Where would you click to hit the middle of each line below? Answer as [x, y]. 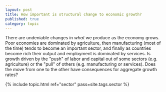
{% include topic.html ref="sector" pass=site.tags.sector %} [67, 85]
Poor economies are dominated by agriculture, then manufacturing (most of [83, 43]
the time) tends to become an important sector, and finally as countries [78, 48]
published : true [22, 19]
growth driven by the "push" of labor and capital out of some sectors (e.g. [81, 59]
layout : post [19, 10]
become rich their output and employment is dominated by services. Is [78, 54]
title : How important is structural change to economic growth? [73, 14]
